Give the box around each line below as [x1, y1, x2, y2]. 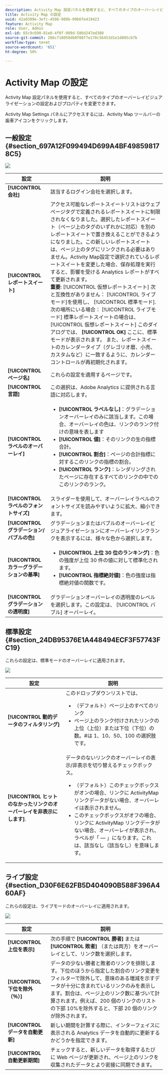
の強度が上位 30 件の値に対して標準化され [58, 557, 158, 564]
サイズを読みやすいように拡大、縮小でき [65, 503, 160, 510]
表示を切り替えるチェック [77, 762, 137, 769]
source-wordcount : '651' [5, 45, 57, 50]
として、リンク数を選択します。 [60, 950, 135, 957]
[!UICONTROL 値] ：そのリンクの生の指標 [58, 436, 156, 443]
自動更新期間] [7, 1056, 40, 1063]
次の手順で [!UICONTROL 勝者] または [50, 935, 140, 942]
